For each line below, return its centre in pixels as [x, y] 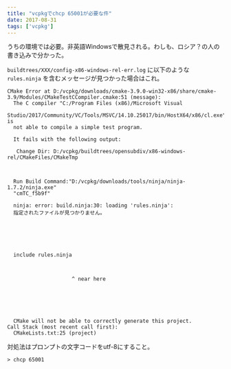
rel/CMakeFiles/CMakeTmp [43, 158]
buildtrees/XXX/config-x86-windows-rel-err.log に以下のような [99, 70]
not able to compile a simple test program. [78, 128]
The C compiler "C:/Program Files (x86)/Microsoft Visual [98, 104]
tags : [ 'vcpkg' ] [30, 26]
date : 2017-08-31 [32, 20]
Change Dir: [33, 152]
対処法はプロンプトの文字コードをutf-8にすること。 [80, 347]
